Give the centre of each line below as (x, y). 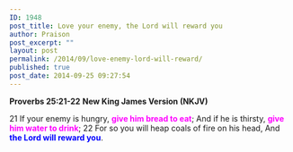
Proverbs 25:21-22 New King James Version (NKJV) (109, 101)
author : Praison (40, 34)
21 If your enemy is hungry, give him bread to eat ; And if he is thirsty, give (147, 118)
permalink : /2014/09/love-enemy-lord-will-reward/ (106, 59)
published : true (40, 68)
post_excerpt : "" (42, 42)
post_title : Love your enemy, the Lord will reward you (116, 26)
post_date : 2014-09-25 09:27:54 (70, 76)
